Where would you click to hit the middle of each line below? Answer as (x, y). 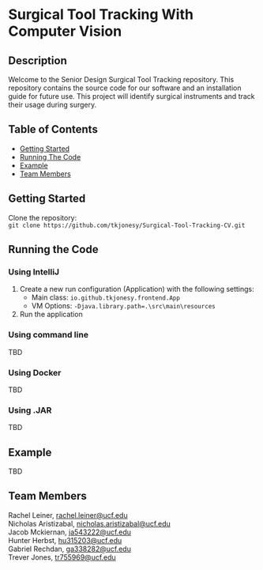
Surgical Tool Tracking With (101, 15)
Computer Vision (65, 31)
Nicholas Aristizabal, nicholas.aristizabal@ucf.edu (90, 523)
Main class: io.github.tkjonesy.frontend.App (105, 297)
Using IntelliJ (34, 272)
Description (38, 60)
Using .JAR (30, 410)
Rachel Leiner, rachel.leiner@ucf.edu (68, 515)
